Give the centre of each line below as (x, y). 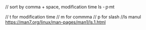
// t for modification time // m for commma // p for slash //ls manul (73, 17)
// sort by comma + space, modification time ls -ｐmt (60, 7)
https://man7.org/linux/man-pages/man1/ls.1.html (56, 22)
